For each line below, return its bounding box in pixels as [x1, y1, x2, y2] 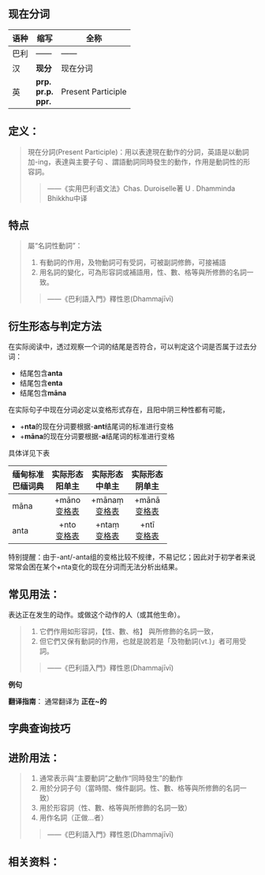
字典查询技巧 [8, 722, 71, 735]
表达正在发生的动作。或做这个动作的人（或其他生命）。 [8, 610, 185, 620]
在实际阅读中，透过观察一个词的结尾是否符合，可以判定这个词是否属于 [8, 342, 237, 352]
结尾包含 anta [19, 369, 63, 378]
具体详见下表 [8, 449, 50, 458]
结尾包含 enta [19, 378, 63, 388]
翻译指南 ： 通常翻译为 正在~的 [8, 697, 107, 706]
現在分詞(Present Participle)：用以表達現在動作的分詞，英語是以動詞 [27, 147, 250, 156]
